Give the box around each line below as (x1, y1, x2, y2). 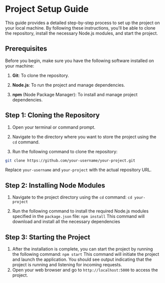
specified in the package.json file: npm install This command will (12, 213, 145, 219)
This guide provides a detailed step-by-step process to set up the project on (5, 20, 160, 26)
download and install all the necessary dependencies (12, 218, 121, 225)
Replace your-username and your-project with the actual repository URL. (5, 167, 152, 173)
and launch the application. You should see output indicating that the (12, 256, 152, 262)
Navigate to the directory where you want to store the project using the (12, 134, 157, 140)
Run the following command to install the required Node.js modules (12, 208, 149, 214)
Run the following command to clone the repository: (12, 148, 118, 154)
